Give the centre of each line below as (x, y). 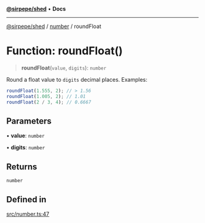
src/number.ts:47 (28, 214)
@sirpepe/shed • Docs (36, 9)
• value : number (25, 136)
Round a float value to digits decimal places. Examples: (77, 79)
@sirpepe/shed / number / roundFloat (54, 26)
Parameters (29, 121)
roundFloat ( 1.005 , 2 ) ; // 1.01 (46, 96)
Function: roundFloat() (65, 51)
